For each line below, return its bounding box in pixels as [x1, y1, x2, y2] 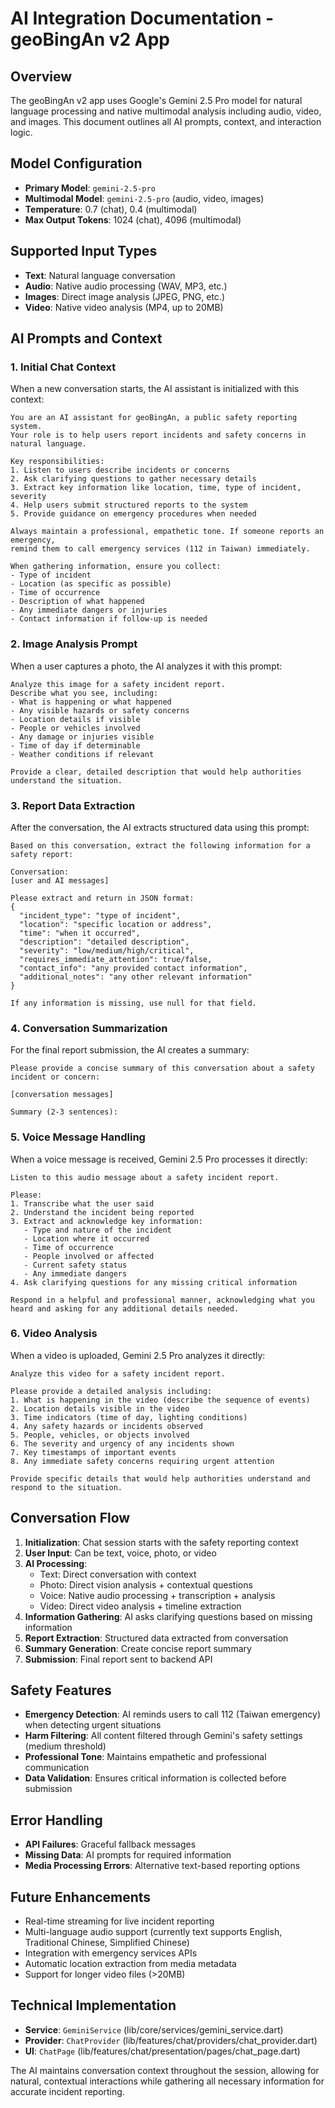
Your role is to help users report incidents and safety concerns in [10, 430, 307, 441]
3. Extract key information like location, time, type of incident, [10, 483, 302, 493]
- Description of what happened [10, 597, 145, 607]
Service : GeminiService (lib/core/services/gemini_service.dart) [24, 2023, 284, 2036]
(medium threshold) [24, 1740, 107, 1752]
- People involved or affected [23, 1251, 155, 1261]
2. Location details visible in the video [10, 1403, 190, 1414]
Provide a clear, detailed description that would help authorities [10, 767, 302, 777]
